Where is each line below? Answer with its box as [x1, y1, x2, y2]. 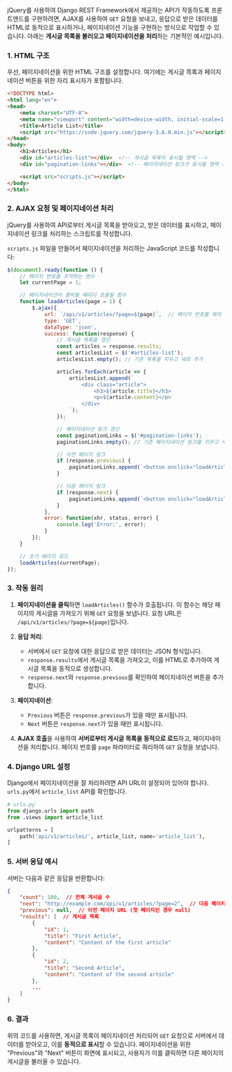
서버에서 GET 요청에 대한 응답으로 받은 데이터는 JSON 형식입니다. [27, 647, 202, 655]
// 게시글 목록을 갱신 [56, 337, 110, 344]
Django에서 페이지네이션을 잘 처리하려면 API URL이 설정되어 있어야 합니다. [7, 779, 209, 787]
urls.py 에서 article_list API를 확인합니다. [7, 788, 128, 796]
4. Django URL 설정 [7, 761, 70, 771]
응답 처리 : [17, 632, 43, 641]
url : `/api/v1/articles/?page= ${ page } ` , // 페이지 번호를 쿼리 [43, 311, 222, 318]
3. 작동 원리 [7, 583, 43, 593]
